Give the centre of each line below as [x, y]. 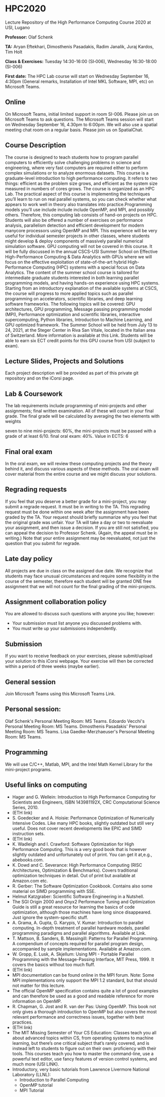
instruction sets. [28, 833]
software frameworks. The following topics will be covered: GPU [70, 304]
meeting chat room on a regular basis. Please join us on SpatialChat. [74, 130]
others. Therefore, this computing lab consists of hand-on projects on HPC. [82, 214]
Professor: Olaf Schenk [29, 37]
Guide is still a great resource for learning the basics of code [73, 907]
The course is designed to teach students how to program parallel [72, 157]
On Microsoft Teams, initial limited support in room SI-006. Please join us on [82, 114]
